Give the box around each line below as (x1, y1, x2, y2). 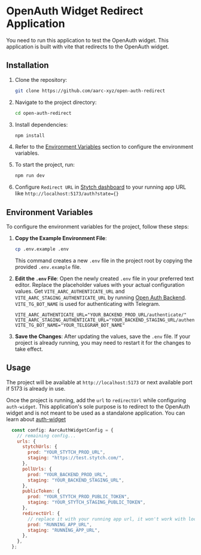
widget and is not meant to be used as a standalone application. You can (6, 409, 185, 416)
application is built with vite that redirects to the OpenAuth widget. (6, 43, 169, 50)
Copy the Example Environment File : (14, 235, 107, 242)
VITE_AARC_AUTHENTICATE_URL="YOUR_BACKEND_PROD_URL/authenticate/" (14, 312, 187, 318)
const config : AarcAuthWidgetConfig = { (11, 427, 114, 433)
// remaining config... (17, 433, 77, 439)
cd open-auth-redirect (14, 110, 72, 116)
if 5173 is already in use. (6, 385, 66, 392)
